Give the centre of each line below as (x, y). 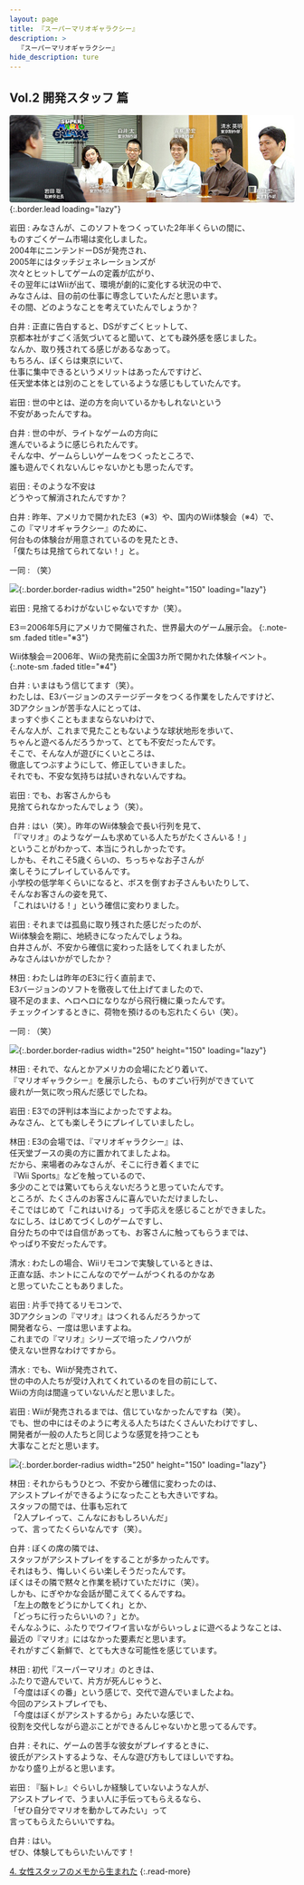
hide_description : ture (54, 58)
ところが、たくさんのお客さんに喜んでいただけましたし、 (116, 1198)
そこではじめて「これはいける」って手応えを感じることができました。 (140, 1210)
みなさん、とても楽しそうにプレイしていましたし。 (104, 1123)
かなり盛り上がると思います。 (65, 1768)
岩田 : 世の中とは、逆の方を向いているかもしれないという (116, 403)
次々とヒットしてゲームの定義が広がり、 (85, 273)
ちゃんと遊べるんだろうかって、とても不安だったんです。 (115, 742)
